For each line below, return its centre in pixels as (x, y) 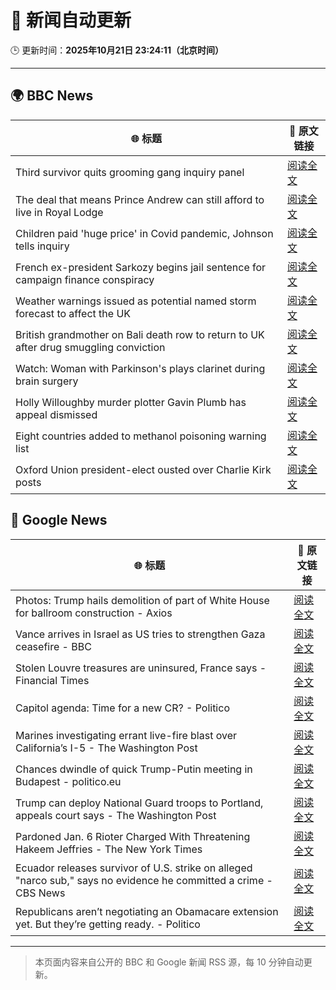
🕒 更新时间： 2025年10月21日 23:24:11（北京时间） (117, 50)
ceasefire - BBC (53, 646)
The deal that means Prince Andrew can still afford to (140, 199)
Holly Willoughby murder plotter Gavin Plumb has (131, 402)
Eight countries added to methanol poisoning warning (141, 436)
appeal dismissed (56, 414)
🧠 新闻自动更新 (71, 20)
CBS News (40, 893)
